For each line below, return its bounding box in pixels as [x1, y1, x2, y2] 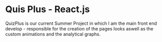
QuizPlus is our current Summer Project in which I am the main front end [5, 20, 157, 26]
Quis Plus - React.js [5, 4, 90, 15]
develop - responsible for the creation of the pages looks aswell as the [5, 25, 154, 31]
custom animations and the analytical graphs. [5, 31, 101, 37]
